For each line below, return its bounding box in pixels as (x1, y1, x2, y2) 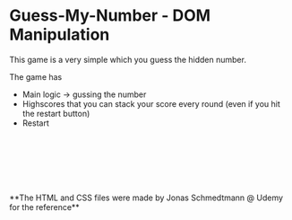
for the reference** (9, 201, 81, 212)
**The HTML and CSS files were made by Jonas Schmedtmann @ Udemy (9, 192, 284, 203)
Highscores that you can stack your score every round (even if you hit (21, 98, 280, 109)
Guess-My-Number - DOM (9, 5, 211, 26)
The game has (9, 71, 63, 82)
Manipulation (9, 24, 110, 45)
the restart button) (21, 108, 90, 119)
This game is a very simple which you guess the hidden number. (9, 54, 246, 65)
